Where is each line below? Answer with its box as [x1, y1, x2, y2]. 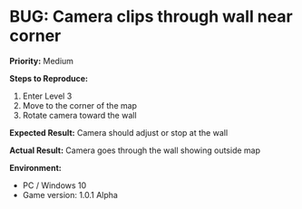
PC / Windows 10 [22, 179, 87, 191]
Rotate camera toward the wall [22, 109, 138, 120]
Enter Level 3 [22, 90, 73, 101]
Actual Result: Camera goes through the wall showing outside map [9, 145, 261, 156]
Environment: [9, 162, 62, 173]
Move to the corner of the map [22, 100, 138, 110]
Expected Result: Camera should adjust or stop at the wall [9, 127, 229, 138]
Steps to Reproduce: [9, 72, 89, 83]
